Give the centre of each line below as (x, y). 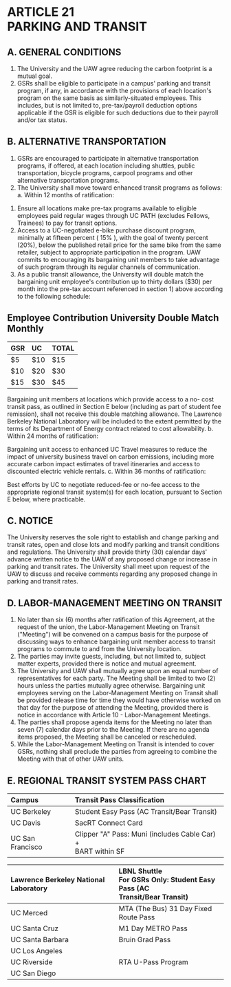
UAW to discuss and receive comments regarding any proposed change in (112, 574)
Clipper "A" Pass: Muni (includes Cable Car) (145, 834)
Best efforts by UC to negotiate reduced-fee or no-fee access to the (104, 484)
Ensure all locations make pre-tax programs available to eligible (107, 208)
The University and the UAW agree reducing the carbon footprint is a (114, 69)
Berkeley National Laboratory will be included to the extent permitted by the (114, 421)
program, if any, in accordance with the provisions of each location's (114, 91)
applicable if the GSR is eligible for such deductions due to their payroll (118, 112)
